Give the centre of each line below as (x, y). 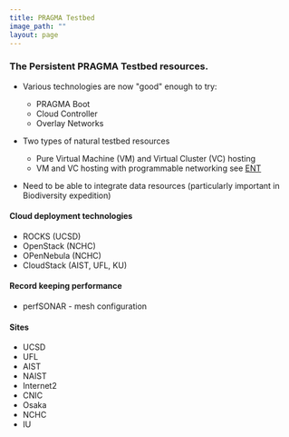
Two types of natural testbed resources (96, 141)
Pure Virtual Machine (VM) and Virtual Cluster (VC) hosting (146, 158)
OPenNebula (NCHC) (62, 255)
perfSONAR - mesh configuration (85, 306)
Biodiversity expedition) (67, 195)
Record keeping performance (66, 286)
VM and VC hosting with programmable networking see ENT (149, 168)
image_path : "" (38, 26)
